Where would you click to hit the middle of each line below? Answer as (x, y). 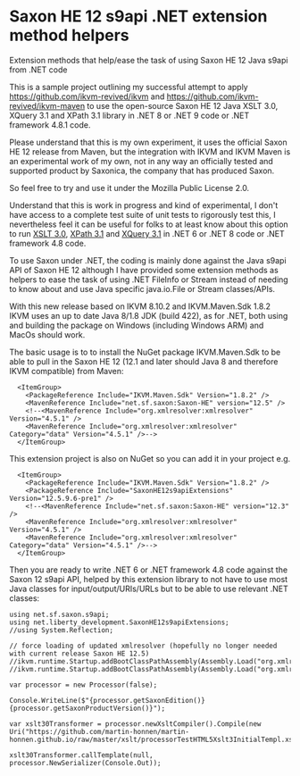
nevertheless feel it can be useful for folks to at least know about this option (149, 224)
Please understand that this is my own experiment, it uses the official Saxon (148, 142)
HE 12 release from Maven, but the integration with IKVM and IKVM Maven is (150, 151)
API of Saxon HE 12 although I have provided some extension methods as (144, 270)
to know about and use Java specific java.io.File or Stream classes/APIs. (142, 288)
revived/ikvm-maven (47, 105)
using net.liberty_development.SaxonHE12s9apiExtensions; (119, 622)
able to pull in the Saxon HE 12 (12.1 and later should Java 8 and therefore (144, 361)
